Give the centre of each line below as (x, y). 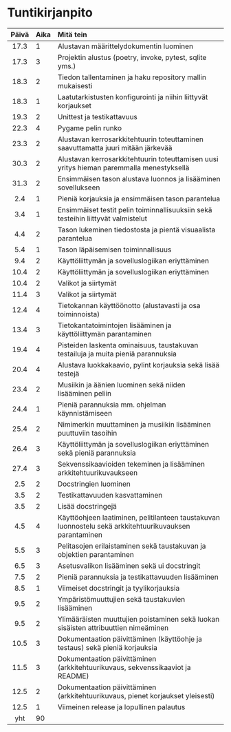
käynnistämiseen (85, 413)
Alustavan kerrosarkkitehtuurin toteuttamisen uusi (138, 159)
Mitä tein (72, 34)
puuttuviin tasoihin (87, 433)
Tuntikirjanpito (50, 13)
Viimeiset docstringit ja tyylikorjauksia (119, 588)
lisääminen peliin (85, 393)
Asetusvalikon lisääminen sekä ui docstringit (129, 565)
